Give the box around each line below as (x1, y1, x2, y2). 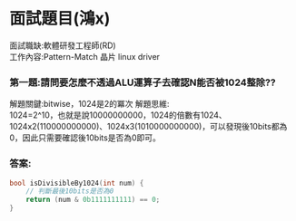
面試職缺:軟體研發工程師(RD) (9, 40, 116, 51)
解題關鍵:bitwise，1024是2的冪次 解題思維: (9, 99, 170, 110)
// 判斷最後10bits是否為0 (25, 187, 114, 196)
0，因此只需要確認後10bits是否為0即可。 (9, 132, 161, 143)
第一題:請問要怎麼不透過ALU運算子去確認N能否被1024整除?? (9, 76, 276, 89)
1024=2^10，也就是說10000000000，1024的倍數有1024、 (9, 110, 227, 120)
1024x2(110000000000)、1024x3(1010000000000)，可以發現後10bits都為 (9, 121, 288, 132)
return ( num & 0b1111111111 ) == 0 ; (25, 196, 161, 205)
